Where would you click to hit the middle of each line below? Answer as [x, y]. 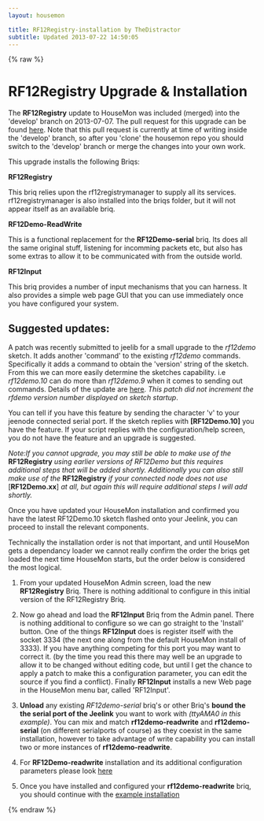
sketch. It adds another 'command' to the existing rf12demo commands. [125, 356]
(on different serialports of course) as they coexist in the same [141, 730]
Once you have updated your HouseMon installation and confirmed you [124, 511]
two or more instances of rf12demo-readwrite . [96, 747]
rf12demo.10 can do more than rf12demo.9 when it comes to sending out [125, 381]
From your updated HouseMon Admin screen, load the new [115, 583]
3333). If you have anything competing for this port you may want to [130, 648]
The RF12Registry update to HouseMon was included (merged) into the [124, 113]
